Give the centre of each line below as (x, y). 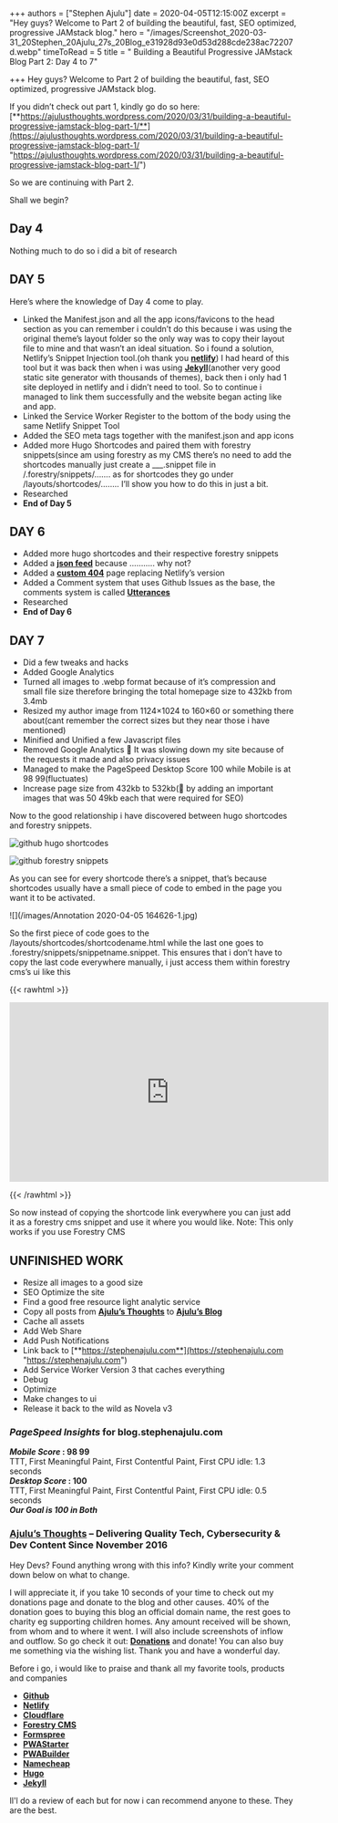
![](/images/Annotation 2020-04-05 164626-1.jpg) (104, 916)
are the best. (33, 1810)
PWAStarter (46, 1744)
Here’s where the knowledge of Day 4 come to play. (107, 301)
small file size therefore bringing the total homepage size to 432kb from (157, 691)
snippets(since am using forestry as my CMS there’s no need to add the (157, 454)
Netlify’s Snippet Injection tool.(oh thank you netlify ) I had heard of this (156, 357)
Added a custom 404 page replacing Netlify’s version (123, 573)
